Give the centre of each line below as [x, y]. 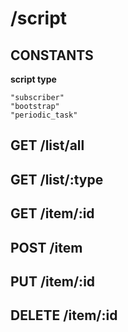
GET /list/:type [57, 179]
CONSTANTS [52, 55]
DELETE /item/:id [64, 315]
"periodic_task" [44, 115]
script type [33, 79]
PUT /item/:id [53, 281]
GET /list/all [47, 145]
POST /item [46, 247]
